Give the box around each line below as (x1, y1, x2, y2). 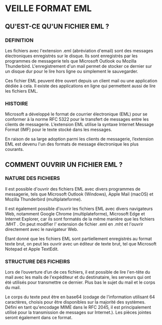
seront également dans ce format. (5, 315, 73, 321)
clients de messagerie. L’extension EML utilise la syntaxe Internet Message (5, 122, 154, 128)
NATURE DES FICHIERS (5, 175, 60, 182)
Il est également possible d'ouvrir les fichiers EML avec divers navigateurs (5, 206, 153, 211)
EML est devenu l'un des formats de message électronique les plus (5, 141, 139, 147)
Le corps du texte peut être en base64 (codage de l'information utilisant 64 (5, 294, 155, 300)
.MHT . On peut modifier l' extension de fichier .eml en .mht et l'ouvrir (5, 221, 144, 227)
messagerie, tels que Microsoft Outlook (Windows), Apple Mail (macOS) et (5, 191, 154, 197)
